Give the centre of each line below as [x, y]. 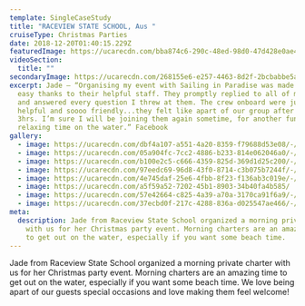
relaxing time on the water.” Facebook [93, 128]
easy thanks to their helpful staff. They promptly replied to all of [154, 94]
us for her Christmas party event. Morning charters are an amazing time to [148, 272]
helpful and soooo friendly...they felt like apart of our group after [156, 111]
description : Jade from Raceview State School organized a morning [148, 220]
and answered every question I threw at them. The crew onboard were [152, 102]
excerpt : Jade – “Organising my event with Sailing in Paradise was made [152, 85]
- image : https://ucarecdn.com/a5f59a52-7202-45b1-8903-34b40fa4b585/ [154, 187]
